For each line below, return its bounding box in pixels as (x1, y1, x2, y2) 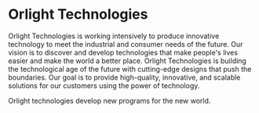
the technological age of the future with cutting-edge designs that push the (8, 64, 252, 73)
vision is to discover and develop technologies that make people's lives (8, 48, 238, 57)
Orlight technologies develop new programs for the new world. (8, 96, 211, 105)
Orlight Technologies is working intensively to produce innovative (8, 31, 220, 41)
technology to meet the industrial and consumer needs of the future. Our (8, 39, 243, 48)
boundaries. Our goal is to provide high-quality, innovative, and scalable (8, 72, 241, 82)
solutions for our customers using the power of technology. (8, 80, 200, 90)
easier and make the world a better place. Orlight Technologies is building (8, 56, 247, 65)
